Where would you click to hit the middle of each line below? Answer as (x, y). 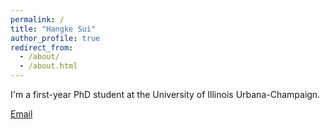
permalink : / (37, 19)
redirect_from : (42, 47)
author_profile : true (55, 38)
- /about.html (48, 66)
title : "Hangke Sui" (53, 29)
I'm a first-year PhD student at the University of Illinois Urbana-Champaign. (165, 94)
